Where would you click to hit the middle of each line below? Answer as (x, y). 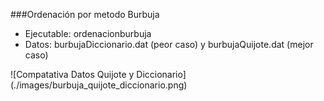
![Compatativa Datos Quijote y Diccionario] (98, 74)
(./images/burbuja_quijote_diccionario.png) (99, 85)
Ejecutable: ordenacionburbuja (88, 33)
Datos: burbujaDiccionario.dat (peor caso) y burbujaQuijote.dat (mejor (169, 44)
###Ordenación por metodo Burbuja (85, 14)
